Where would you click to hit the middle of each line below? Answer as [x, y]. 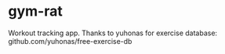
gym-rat [35, 11]
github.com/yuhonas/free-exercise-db [70, 41]
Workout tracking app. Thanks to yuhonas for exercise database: [113, 33]
